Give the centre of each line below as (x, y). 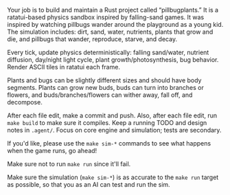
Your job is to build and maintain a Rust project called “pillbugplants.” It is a (113, 10)
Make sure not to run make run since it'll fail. (69, 164)
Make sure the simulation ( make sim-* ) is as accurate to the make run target (113, 177)
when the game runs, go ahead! (52, 151)
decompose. (25, 102)
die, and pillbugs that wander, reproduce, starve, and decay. (92, 39)
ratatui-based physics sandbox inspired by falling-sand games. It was (106, 17)
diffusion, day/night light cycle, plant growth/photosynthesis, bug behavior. (113, 60)
